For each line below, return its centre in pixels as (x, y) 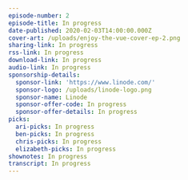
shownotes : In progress (48, 156)
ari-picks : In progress (55, 127)
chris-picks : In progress (59, 141)
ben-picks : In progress (55, 134)
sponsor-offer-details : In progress (76, 112)
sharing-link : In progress (53, 45)
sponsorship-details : (44, 75)
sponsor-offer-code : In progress (71, 104)
